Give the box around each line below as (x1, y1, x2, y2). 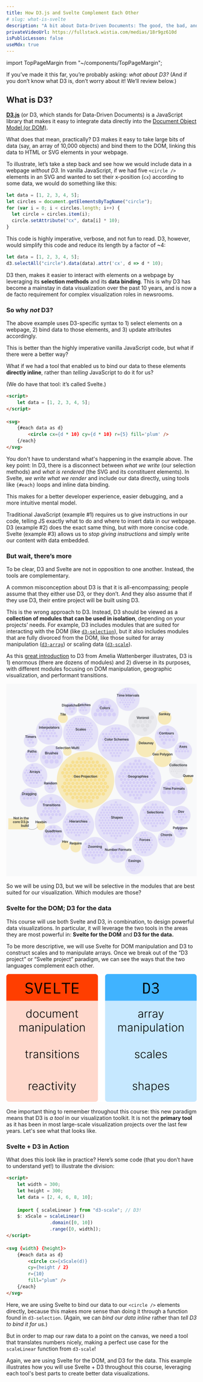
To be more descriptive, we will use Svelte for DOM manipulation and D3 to (6, 942, 193, 950)
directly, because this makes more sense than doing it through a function (6, 1307, 188, 1315)
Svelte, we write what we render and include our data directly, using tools (6, 474, 189, 481)
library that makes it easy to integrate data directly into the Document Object (6, 117, 197, 124)
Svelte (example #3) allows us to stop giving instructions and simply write (6, 530, 190, 537)
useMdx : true (6, 42, 39, 48)
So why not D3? (6, 306, 53, 314)
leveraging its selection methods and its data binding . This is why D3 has (6, 278, 191, 285)
